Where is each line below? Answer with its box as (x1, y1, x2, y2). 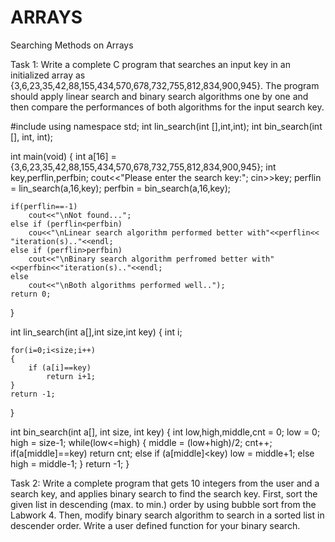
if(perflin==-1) (10, 201, 78, 211)
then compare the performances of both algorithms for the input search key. (10, 101, 325, 113)
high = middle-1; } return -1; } (10, 457, 130, 470)
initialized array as (10, 69, 86, 81)
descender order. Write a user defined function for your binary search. (10, 519, 301, 531)
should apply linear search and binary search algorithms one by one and (10, 90, 309, 102)
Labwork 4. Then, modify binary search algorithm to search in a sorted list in (10, 509, 325, 521)
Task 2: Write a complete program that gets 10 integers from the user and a (10, 477, 320, 489)
